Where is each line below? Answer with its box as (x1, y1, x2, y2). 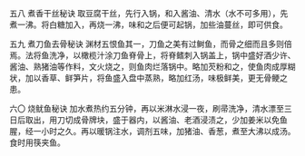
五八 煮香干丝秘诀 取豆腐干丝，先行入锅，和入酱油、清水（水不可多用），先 (9, 8, 289, 18)
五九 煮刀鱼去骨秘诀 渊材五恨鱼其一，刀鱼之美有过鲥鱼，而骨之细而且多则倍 (9, 39, 292, 49)
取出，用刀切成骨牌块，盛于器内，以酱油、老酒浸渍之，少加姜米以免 (25, 114, 280, 125)
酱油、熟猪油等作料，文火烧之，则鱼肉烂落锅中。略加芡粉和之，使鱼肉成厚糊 (9, 62, 296, 72)
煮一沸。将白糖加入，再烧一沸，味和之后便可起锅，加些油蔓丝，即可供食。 (9, 19, 288, 30)
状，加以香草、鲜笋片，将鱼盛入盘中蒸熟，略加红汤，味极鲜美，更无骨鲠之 (9, 73, 288, 83)
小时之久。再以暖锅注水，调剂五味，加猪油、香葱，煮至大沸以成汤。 (40, 126, 296, 136)
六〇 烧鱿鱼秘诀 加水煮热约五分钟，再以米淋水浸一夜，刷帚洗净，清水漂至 (9, 103, 284, 113)
